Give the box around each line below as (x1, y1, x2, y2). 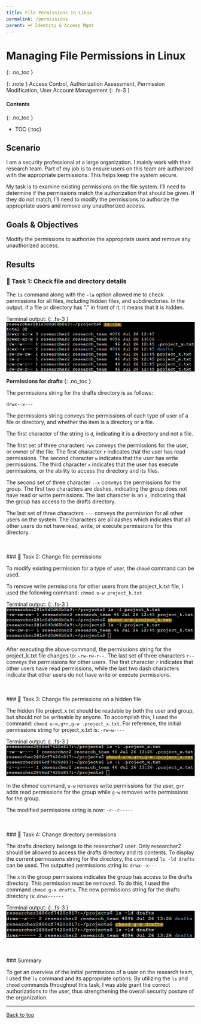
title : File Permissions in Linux (6, 10, 93, 16)
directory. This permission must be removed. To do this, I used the (6, 879, 170, 887)
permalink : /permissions (6, 16, 68, 22)
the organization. (6, 994, 48, 1001)
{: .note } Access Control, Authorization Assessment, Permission (6, 80, 165, 88)
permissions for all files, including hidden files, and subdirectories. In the (6, 297, 185, 304)
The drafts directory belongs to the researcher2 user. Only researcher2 (6, 843, 181, 850)
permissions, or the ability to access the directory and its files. (6, 467, 160, 474)
